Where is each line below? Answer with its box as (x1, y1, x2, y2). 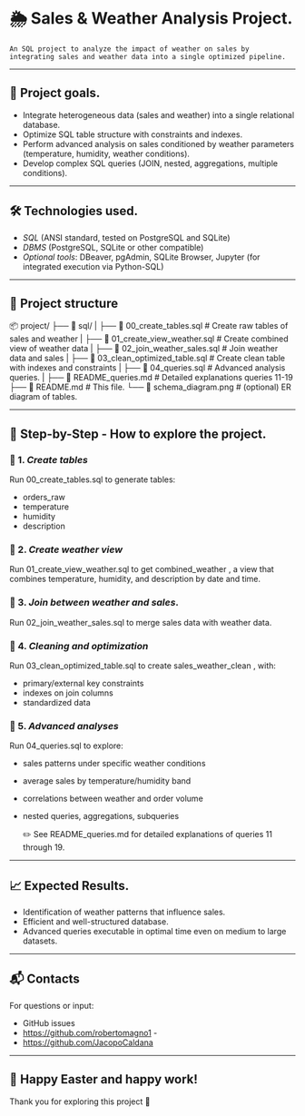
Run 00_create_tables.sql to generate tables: (9, 474, 176, 485)
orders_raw (22, 492, 66, 503)
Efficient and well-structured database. (22, 916, 170, 927)
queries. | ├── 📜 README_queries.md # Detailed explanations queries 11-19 (9, 372, 293, 383)
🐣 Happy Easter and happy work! (9, 1072, 198, 1087)
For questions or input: (9, 1000, 94, 1011)
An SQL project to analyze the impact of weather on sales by (9, 44, 250, 54)
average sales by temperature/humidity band (22, 775, 192, 786)
